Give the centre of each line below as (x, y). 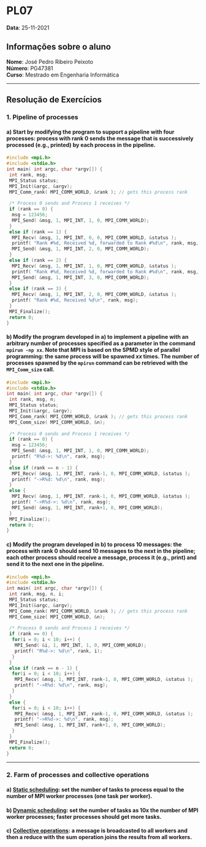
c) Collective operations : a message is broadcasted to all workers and (97, 830)
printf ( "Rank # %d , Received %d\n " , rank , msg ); (75, 300)
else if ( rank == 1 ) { (38, 232)
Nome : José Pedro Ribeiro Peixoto (50, 61)
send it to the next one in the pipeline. (55, 564)
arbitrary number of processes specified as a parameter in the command (101, 343)
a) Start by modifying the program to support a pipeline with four (90, 132)
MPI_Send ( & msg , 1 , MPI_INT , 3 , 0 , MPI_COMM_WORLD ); (81, 277)
